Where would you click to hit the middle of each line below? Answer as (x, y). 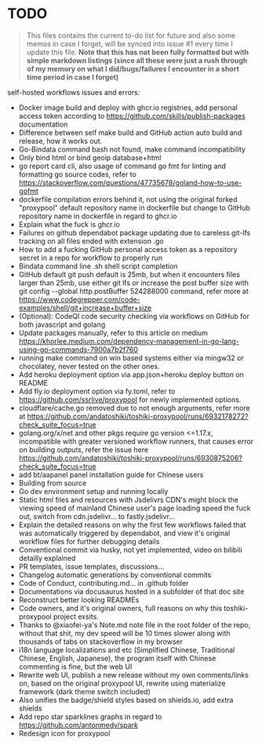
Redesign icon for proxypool (64, 733)
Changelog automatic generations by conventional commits (115, 575)
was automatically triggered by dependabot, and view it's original (124, 533)
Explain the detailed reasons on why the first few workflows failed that (132, 525)
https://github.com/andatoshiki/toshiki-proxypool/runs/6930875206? (130, 458)
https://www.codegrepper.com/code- (79, 299)
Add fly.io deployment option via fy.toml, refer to (97, 391)
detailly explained (47, 558)
